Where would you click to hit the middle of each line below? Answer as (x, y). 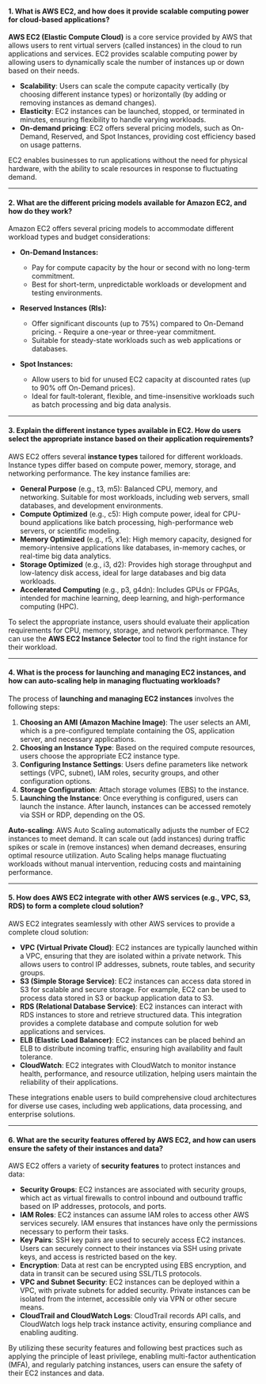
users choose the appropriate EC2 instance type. (100, 755)
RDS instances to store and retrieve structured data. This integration (131, 1015)
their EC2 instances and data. (56, 1373)
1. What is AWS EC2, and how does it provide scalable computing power (129, 11)
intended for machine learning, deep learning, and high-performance (132, 598)
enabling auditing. (49, 1333)
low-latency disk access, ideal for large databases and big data (123, 572)
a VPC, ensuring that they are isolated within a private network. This (131, 956)
